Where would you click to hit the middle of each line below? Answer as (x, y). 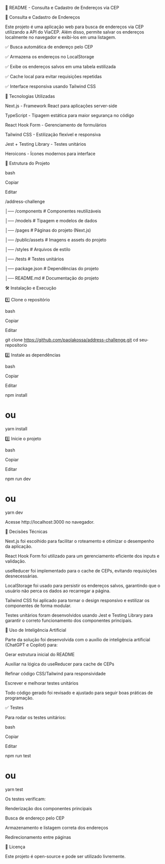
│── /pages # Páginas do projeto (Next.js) (48, 230)
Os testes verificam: (25, 799)
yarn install (16, 429)
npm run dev (18, 479)
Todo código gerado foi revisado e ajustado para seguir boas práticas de (79, 693)
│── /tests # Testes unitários (34, 259)
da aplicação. (19, 546)
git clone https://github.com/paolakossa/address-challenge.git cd (72, 340)
